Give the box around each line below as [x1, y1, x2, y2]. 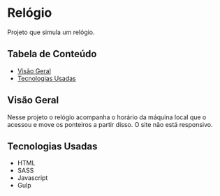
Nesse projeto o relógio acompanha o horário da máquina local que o [7, 113, 207, 121]
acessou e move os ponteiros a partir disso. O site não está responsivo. [7, 120, 213, 128]
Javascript [17, 174, 48, 182]
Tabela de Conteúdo [7, 48, 97, 60]
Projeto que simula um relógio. [7, 28, 96, 36]
